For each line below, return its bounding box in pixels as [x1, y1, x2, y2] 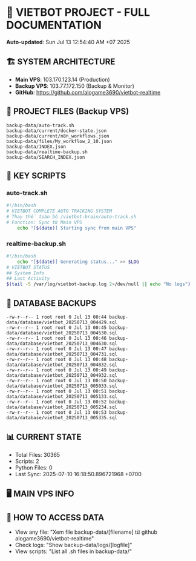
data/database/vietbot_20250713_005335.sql [6, 414, 118, 420]
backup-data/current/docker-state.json [6, 127, 107, 134]
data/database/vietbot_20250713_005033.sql [6, 383, 118, 389]
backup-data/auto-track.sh [6, 122, 74, 128]
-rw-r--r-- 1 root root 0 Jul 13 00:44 [6, 314, 107, 320]
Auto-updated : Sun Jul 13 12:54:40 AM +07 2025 [6, 38, 130, 45]
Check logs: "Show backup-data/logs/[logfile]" [15, 542, 132, 548]
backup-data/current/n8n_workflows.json [6, 133, 110, 139]
